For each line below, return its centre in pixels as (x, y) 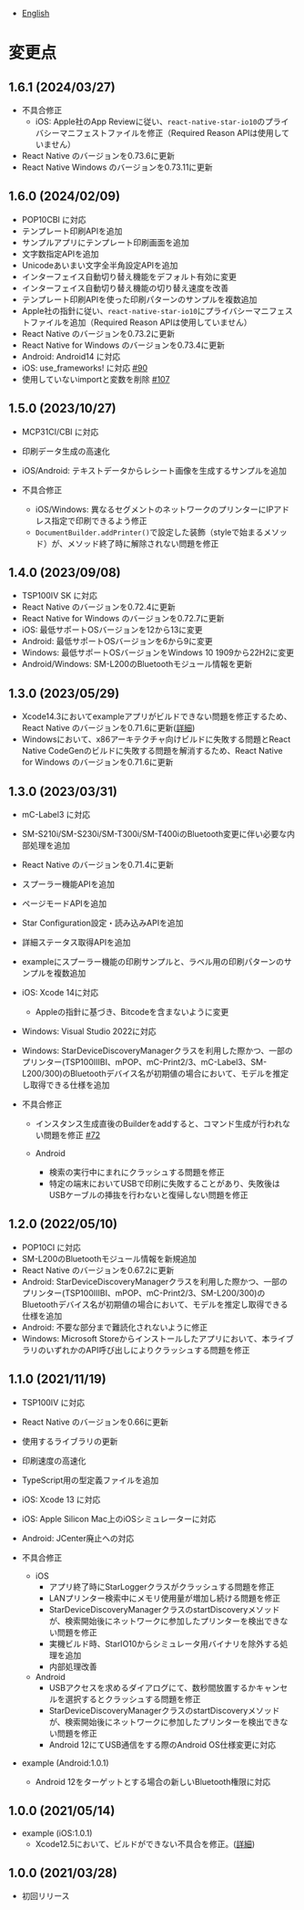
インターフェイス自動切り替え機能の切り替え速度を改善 (125, 287)
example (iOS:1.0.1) (57, 1832)
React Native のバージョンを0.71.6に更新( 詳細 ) (108, 728)
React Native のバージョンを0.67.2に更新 (98, 1270)
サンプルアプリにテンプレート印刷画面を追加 (105, 242)
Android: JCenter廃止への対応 (78, 1538)
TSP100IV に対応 (53, 1402)
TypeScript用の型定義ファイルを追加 (90, 1480)
